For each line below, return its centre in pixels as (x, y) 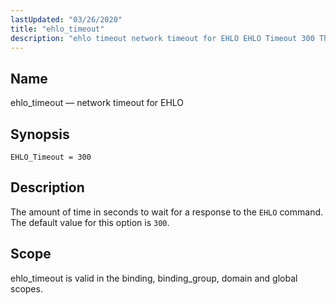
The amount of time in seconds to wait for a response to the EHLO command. (167, 212)
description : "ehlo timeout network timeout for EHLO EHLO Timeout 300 (162, 38)
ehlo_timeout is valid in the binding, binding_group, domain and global (154, 278)
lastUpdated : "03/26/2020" (66, 19)
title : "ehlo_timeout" (57, 29)
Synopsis (40, 134)
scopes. (26, 288)
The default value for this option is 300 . (90, 222)
